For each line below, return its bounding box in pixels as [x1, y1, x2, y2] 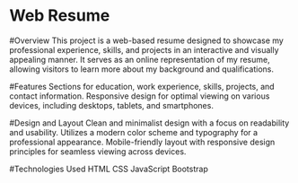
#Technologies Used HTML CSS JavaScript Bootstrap [9, 163, 208, 174]
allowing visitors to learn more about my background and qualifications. [9, 64, 274, 74]
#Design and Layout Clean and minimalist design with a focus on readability [9, 118, 290, 128]
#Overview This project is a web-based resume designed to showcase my [9, 35, 285, 46]
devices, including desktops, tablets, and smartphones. [9, 100, 214, 110]
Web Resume [9, 5, 110, 26]
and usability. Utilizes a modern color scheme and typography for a [9, 126, 259, 137]
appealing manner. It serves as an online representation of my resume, [9, 54, 271, 65]
